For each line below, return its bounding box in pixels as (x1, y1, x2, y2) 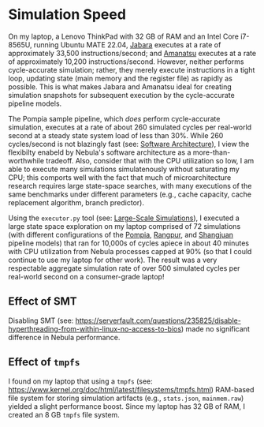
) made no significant (180, 324, 250, 333)
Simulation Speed (8, 6, 126, 24)
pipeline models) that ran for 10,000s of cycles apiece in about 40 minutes (8, 238, 250, 248)
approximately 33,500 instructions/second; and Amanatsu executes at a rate (8, 48, 257, 58)
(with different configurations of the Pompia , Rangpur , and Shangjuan (8, 230, 234, 239)
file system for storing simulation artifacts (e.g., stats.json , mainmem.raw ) (8, 393, 244, 403)
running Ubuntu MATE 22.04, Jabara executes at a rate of (33, 39, 221, 49)
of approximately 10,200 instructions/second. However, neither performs (8, 57, 244, 66)
